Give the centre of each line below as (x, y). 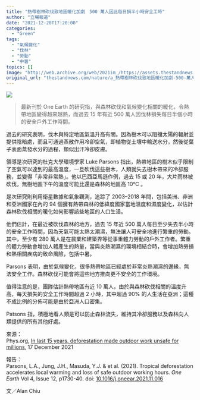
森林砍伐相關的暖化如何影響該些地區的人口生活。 (66, 212)
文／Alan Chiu (23, 391)
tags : (13, 39)
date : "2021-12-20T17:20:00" (42, 23)
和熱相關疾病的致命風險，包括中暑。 (51, 254)
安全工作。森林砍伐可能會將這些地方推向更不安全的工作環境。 (87, 274)
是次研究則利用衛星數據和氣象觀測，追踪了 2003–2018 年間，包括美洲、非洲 (100, 197)
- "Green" (24, 34)
